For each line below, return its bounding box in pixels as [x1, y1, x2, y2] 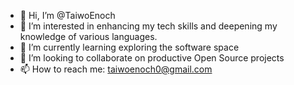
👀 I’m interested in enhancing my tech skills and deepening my [19, 20, 278, 32]
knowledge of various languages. [19, 31, 158, 42]
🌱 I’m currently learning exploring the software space [19, 41, 240, 53]
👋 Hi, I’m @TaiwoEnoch [19, 10, 116, 21]
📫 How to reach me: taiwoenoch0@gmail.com [19, 63, 213, 75]
